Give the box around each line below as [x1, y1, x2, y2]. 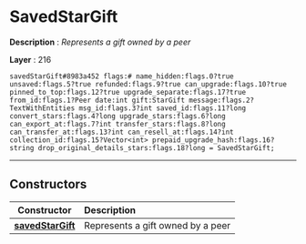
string [9, 143, 35, 152]
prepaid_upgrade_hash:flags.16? [151, 135, 275, 145]
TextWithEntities [9, 103, 76, 113]
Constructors [9, 177, 87, 192]
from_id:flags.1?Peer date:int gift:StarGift [9, 96, 185, 105]
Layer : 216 [9, 54, 52, 65]
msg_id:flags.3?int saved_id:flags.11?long [78, 103, 247, 113]
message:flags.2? [188, 96, 255, 105]
